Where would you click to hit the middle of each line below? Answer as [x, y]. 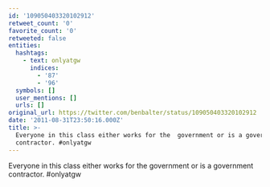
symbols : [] [36, 90]
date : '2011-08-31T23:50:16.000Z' [66, 120]
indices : [44, 68]
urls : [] [30, 105]
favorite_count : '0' [43, 30]
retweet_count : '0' [41, 23]
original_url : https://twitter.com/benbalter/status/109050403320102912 [133, 113]
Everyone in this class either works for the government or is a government [131, 165]
